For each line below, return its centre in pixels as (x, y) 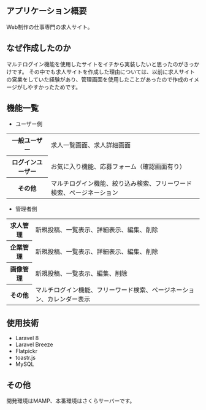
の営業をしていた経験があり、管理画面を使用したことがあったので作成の (97, 79)
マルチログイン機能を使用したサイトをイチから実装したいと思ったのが (95, 64)
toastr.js (25, 358)
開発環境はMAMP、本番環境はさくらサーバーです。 (71, 401)
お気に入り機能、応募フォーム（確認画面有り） (118, 167)
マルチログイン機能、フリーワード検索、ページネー (109, 290)
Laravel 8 (27, 338)
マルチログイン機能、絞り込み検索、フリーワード (122, 183)
